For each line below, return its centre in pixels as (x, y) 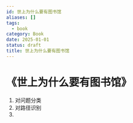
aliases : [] (21, 17)
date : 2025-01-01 (28, 40)
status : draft (24, 46)
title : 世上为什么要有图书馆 (38, 51)
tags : (13, 23)
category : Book (25, 34)
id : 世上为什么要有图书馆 (34, 12)
